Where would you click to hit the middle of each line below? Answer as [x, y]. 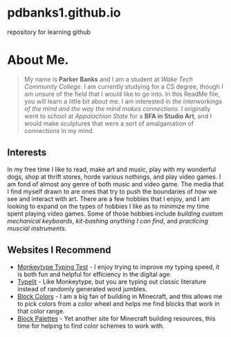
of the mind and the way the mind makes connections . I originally [117, 108]
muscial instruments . [37, 228]
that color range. [41, 311]
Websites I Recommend [59, 250]
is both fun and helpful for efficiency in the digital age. [94, 274]
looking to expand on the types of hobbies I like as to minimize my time [108, 206]
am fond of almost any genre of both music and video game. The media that [115, 184]
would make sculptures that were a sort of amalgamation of [109, 123]
